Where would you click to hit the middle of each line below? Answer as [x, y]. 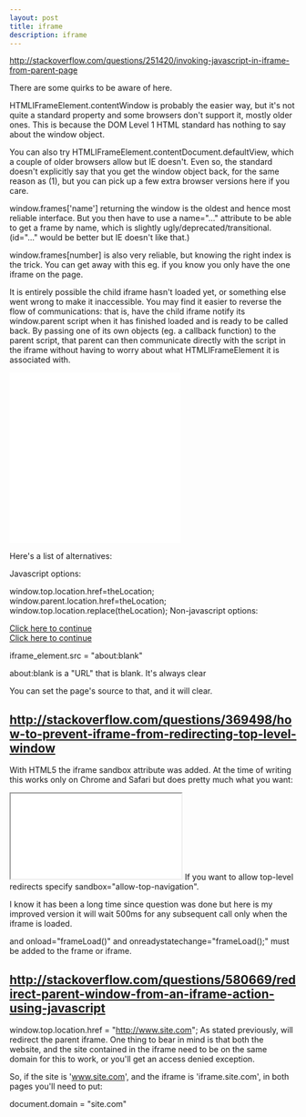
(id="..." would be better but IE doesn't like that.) [100, 238]
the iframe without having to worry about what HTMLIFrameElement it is [144, 350]
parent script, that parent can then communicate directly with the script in [148, 340]
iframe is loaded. [41, 924]
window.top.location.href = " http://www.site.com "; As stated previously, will [151, 1030]
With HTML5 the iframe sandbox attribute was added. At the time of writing [150, 770]
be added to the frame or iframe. [71, 951]
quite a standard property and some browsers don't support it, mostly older [151, 116]
